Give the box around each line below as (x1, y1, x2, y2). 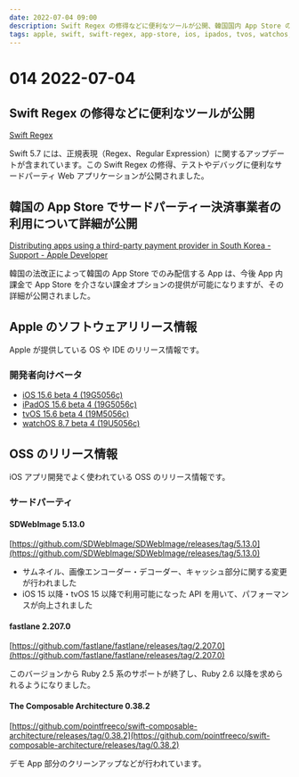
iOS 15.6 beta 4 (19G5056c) (21, 390, 123, 401)
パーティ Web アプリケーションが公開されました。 (24, 170, 209, 181)
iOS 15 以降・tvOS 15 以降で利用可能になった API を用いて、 (21, 589, 243, 599)
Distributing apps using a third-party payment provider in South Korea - (9, 240, 271, 251)
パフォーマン (241, 589, 289, 599)
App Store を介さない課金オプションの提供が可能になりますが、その (34, 279, 285, 290)
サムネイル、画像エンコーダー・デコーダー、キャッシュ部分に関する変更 (21, 566, 287, 577)
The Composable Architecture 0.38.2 (9, 701, 150, 712)
